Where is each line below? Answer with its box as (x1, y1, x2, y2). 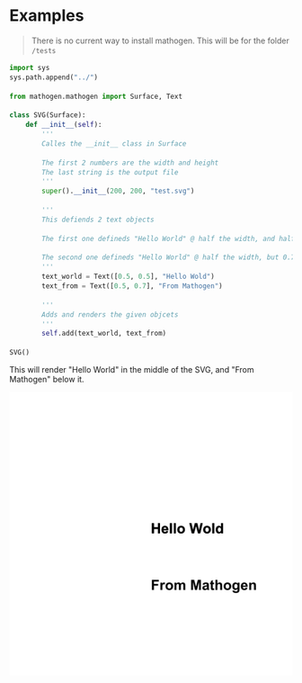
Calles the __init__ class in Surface (41, 139, 187, 148)
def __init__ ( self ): (25, 121, 102, 130)
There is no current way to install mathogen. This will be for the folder (31, 35, 289, 46)
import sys (9, 63, 50, 72)
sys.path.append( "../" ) (9, 73, 99, 82)
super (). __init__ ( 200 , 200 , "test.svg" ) (41, 186, 195, 196)
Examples (9, 5, 84, 26)
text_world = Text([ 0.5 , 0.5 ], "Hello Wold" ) (41, 272, 216, 282)
